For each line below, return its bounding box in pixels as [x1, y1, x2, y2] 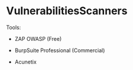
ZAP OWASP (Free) [14, 35, 62, 42]
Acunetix [14, 58, 37, 65]
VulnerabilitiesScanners [6, 4, 128, 18]
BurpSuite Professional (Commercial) [14, 46, 105, 54]
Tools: [6, 24, 21, 31]
